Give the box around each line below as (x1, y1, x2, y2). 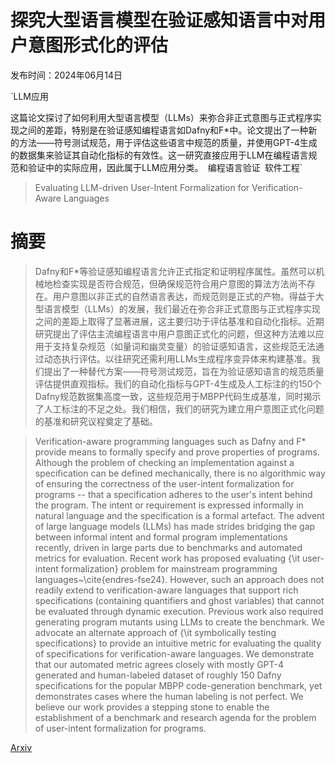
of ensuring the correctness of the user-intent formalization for (34, 477, 295, 490)
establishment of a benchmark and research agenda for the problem (34, 711, 317, 723)
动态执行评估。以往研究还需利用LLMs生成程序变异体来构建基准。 (43, 352, 312, 365)
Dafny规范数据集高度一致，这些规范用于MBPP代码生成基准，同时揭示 (34, 390, 322, 402)
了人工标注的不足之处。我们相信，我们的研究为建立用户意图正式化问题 (34, 402, 325, 415)
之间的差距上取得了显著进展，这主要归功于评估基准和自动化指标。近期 (34, 315, 325, 327)
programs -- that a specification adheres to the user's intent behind (34, 488, 313, 500)
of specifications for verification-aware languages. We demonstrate (34, 647, 315, 660)
